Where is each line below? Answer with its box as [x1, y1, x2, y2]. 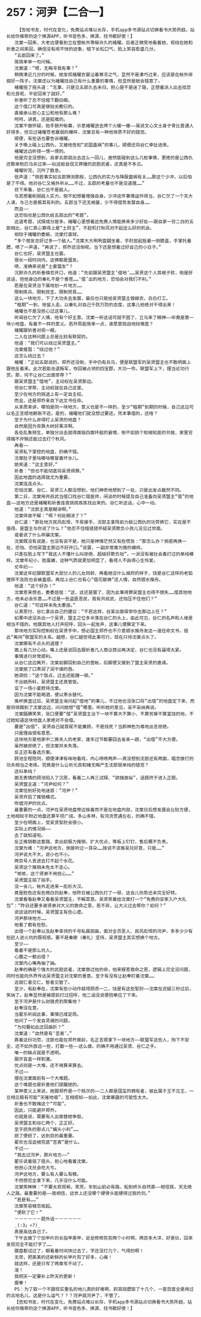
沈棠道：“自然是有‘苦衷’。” [14, 1030, 72, 1037]
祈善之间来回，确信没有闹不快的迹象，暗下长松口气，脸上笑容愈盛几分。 [6, 46, 158, 52]
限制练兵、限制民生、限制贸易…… [14, 289, 83, 295]
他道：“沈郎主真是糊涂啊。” [14, 506, 71, 512]
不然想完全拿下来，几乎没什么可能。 [14, 1177, 91, 1183]
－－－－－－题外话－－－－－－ [14, 1216, 82, 1222]
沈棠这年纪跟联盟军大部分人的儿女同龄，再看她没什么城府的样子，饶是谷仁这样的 [14, 570, 184, 576]
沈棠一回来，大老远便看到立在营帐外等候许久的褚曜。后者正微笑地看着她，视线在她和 [14, 40, 193, 46]
